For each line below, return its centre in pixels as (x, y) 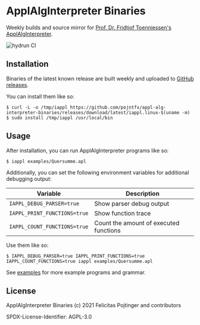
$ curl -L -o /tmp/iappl (37, 107)
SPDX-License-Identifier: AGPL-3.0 (49, 317)
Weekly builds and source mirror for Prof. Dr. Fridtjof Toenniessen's (89, 27)
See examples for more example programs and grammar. (76, 272)
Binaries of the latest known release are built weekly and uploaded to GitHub (100, 78)
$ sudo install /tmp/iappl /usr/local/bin (60, 117)
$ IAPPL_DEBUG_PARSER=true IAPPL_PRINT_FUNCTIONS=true (76, 256)
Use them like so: (27, 245)
